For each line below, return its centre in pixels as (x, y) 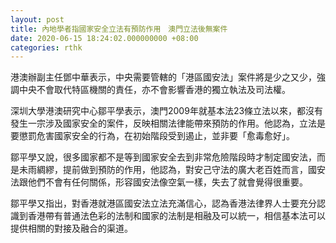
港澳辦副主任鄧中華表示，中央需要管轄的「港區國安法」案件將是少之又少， (163, 77)
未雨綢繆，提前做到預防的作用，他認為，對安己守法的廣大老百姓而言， (163, 170)
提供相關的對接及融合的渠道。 (71, 228)
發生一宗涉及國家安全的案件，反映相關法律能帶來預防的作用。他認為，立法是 (168, 123)
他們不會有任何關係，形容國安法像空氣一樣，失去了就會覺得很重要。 (167, 182)
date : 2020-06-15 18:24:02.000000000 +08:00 (104, 38)
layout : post (37, 19)
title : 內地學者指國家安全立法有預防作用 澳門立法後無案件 (119, 29)
